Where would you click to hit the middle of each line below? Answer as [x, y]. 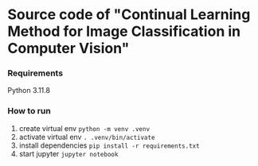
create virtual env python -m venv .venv [84, 128]
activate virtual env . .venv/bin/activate [87, 137]
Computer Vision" [68, 48]
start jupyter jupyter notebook [68, 153]
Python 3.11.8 [29, 91]
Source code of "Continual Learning [129, 15]
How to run [29, 111]
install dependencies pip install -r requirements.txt [109, 145]
